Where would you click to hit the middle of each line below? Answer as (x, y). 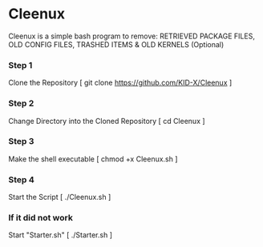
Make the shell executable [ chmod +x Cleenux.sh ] (93, 159)
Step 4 (21, 179)
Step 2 (21, 103)
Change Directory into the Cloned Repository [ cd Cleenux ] (107, 121)
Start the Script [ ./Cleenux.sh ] (60, 197)
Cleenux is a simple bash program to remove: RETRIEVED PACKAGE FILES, (131, 36)
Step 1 (20, 65)
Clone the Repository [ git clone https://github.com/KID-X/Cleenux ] (120, 83)
